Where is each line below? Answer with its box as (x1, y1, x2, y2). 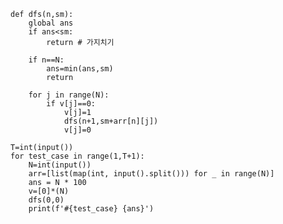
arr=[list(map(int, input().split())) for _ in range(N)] (28, 169, 275, 179)
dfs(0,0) (28, 195, 65, 205)
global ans (28, 18, 74, 28)
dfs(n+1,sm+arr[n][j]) (63, 116, 159, 126)
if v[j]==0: (46, 99, 97, 109)
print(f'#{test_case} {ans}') (28, 204, 155, 214)
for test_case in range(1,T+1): (10, 151, 145, 161)
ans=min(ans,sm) (46, 64, 114, 74)
